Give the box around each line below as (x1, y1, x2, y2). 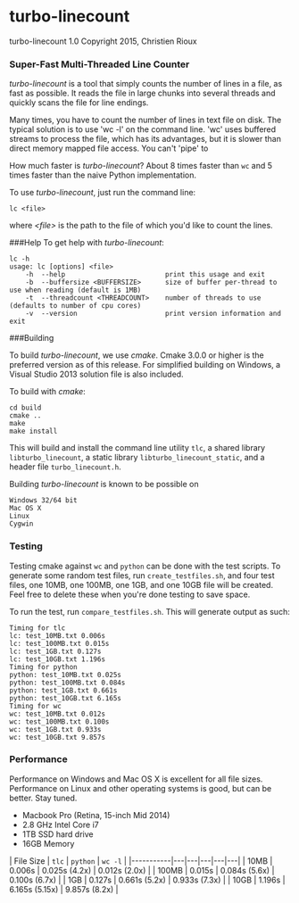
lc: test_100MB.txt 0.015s (9, 639, 110, 648)
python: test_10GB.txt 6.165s (9, 693, 122, 702)
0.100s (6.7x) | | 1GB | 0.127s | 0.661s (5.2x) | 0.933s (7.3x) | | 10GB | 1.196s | (9, 874, 286, 885)
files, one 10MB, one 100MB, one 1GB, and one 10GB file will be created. (9, 579, 274, 590)
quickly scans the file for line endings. (9, 97, 149, 108)
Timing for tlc (9, 623, 66, 633)
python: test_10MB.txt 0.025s (9, 670, 122, 679)
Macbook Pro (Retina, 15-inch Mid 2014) (21, 809, 170, 820)
